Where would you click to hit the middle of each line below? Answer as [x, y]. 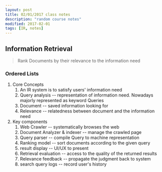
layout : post [19, 10]
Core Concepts [28, 84]
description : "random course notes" [43, 19]
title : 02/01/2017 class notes [38, 14]
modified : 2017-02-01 [28, 24]
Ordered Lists [22, 73]
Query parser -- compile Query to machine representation [79, 137]
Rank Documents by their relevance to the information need [79, 60]
